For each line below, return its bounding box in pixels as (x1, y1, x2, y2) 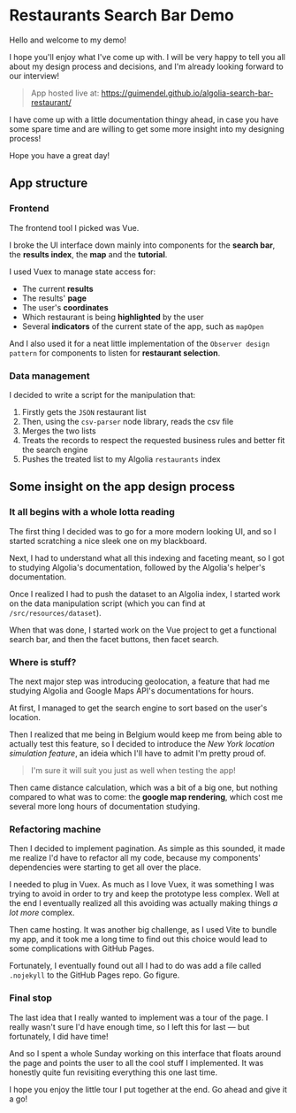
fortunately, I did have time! (9, 1031, 109, 1041)
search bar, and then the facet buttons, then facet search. (9, 633, 219, 644)
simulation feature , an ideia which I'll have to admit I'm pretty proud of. (9, 748, 267, 758)
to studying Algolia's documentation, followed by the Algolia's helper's (9, 562, 266, 572)
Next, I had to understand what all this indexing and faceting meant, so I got (9, 552, 285, 563)
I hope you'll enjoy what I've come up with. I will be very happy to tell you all (9, 51, 285, 62)
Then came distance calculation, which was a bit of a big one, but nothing (9, 782, 278, 793)
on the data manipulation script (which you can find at (9, 598, 206, 609)
